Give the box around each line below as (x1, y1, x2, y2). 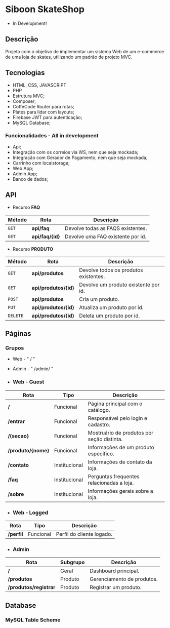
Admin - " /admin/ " (12, 366, 54, 372)
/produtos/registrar (8, 584, 56, 591)
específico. (88, 450, 115, 457)
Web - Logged (12, 509, 49, 516)
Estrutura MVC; (12, 93, 45, 99)
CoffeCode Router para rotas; (12, 103, 74, 109)
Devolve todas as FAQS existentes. (65, 224, 147, 231)
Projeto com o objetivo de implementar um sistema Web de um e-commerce (5, 48, 164, 54)
